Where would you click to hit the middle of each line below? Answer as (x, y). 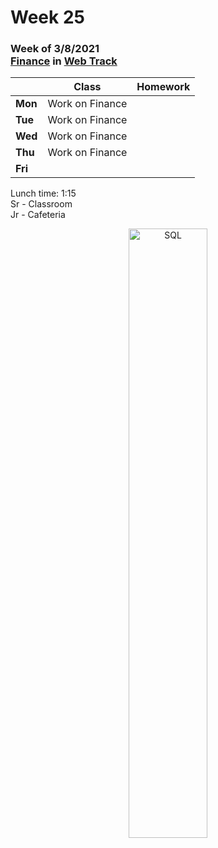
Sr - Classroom (41, 204)
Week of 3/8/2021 (55, 49)
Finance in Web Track (64, 61)
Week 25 (47, 17)
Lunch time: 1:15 (43, 193)
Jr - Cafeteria (38, 215)
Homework (163, 87)
